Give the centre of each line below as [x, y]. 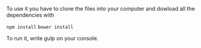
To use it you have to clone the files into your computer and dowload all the [101, 9]
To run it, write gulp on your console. [52, 38]
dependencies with [30, 15]
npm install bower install [40, 27]
